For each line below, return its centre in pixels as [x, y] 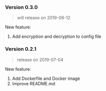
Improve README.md [34, 83]
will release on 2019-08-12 [44, 18]
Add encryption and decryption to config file [57, 37]
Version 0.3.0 [21, 7]
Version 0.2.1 [21, 49]
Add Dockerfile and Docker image [46, 78]
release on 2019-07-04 [40, 60]
